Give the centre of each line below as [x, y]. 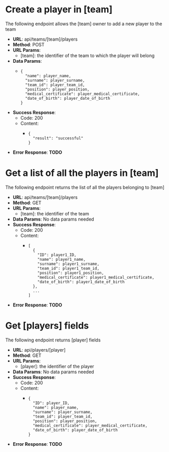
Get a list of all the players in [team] [82, 173]
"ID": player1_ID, [57, 255]
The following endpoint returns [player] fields [53, 340]
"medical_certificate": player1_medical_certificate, [96, 277]
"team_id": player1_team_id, [69, 268]
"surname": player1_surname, [69, 264]
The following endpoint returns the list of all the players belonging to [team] [85, 187]
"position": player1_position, [71, 273]
